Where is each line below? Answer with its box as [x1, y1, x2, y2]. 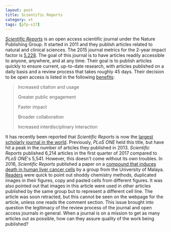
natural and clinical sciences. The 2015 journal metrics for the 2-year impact [5, 47, 166, 53]
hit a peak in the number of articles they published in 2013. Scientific [5, 145, 150, 151]
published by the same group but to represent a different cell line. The [5, 188, 153, 195]
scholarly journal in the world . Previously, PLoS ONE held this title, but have [5, 139, 164, 145]
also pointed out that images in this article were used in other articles [5, 183, 151, 189]
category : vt [5, 17, 33, 22]
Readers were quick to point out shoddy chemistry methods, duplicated [5, 172, 157, 178]
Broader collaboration [17, 114, 64, 120]
